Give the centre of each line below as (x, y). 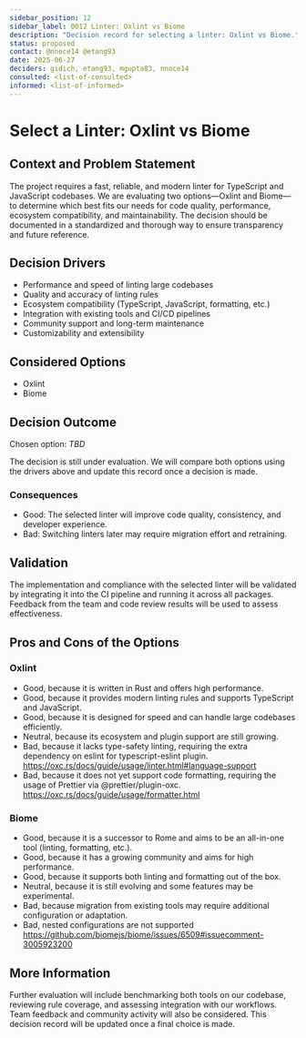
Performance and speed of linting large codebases (118, 285)
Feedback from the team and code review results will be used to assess (144, 604)
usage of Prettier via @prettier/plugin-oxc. (102, 785)
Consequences (44, 494)
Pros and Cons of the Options (94, 642)
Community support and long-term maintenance (113, 323)
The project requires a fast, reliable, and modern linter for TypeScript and (147, 186)
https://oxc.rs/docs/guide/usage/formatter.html (111, 794)
